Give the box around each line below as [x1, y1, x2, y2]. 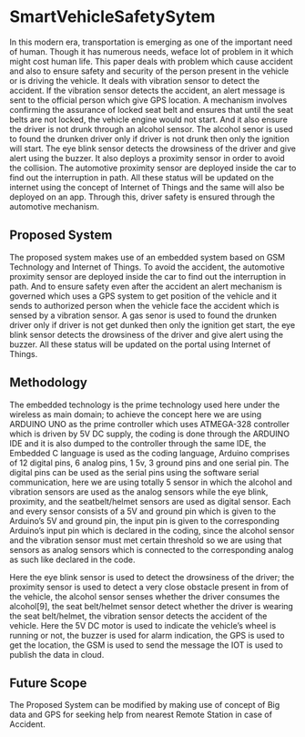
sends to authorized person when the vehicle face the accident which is [9, 300, 280, 311]
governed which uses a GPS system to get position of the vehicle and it [9, 290, 278, 302]
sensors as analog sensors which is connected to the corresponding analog [9, 544, 294, 555]
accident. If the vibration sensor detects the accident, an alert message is [9, 85, 285, 96]
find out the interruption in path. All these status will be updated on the [9, 171, 275, 183]
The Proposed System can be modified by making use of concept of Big [9, 700, 280, 711]
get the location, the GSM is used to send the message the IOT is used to [9, 640, 284, 650]
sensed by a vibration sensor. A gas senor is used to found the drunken [9, 310, 278, 321]
